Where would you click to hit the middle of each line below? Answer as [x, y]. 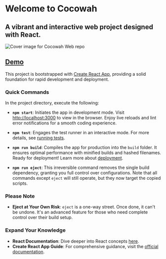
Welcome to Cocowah [51, 9]
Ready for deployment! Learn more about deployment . [68, 158]
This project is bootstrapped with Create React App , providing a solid [76, 74]
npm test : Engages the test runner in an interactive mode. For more [81, 133]
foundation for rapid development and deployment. [57, 79]
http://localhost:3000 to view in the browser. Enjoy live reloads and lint [84, 118]
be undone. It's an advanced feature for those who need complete [80, 212]
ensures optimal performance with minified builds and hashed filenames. [87, 153]
